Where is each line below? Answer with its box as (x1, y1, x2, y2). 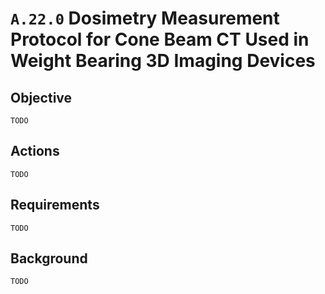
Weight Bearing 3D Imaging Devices (10, 50, 316, 72)
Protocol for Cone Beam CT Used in (10, 28, 310, 51)
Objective (10, 89, 73, 106)
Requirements (10, 197, 100, 214)
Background (10, 250, 88, 267)
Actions (10, 143, 60, 160)
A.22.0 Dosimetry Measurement (10, 7, 280, 30)
